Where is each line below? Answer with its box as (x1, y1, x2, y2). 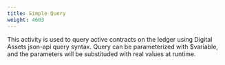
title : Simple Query (7, 10, 67, 17)
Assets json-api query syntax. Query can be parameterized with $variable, (7, 42, 219, 51)
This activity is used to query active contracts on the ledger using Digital (7, 35, 213, 43)
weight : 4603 (7, 16, 45, 23)
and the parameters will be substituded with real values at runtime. (7, 49, 196, 58)
